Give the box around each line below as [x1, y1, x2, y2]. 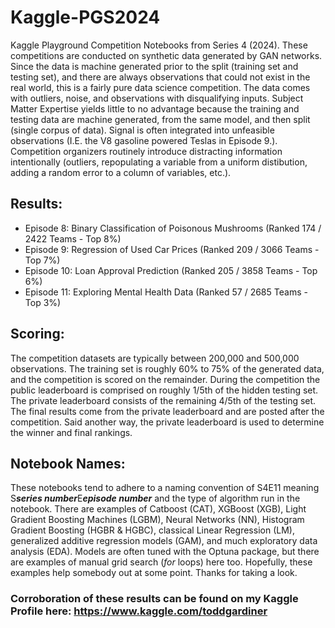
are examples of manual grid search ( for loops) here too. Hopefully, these [10, 556, 313, 568]
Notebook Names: [10, 455, 126, 472]
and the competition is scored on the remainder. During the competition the [10, 373, 321, 385]
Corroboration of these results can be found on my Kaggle [10, 592, 299, 606]
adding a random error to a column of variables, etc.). [10, 166, 232, 178]
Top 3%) [24, 296, 62, 308]
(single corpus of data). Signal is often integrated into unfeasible [10, 124, 275, 136]
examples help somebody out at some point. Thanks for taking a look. [10, 567, 298, 579]
